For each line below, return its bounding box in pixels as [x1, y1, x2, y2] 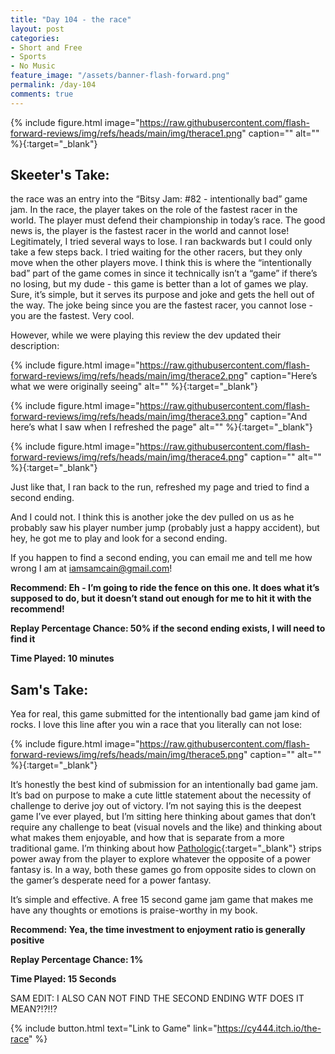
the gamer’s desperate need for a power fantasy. [10, 874, 212, 886]
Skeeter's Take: [10, 167, 110, 184]
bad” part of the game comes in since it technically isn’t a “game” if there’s [10, 267, 318, 280]
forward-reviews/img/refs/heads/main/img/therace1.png [10, 127, 243, 139]
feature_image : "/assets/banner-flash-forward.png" [10, 71, 230, 81]
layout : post [10, 24, 65, 34]
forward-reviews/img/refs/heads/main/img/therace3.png [10, 411, 245, 423]
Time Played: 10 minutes [10, 652, 115, 665]
